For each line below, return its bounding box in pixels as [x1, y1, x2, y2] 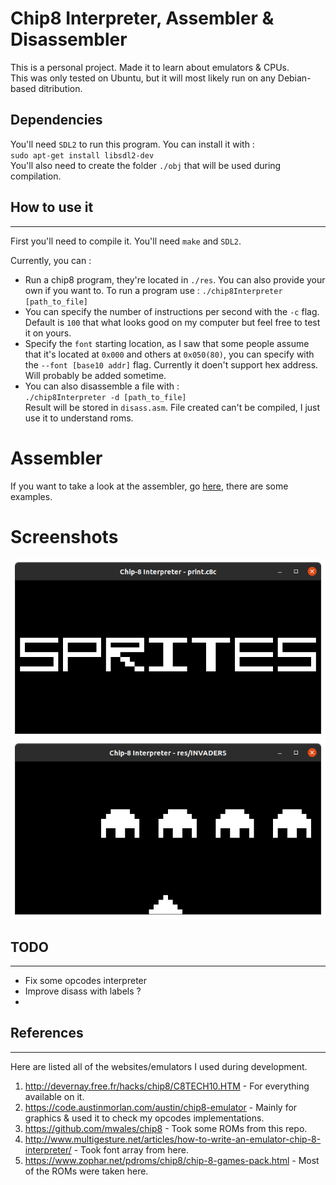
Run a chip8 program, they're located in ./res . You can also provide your [24, 273, 326, 286]
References [10, 1025, 84, 1042]
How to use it [10, 199, 94, 216]
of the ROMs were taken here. [24, 1165, 149, 1177]
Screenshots [10, 525, 119, 548]
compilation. [10, 170, 62, 182]
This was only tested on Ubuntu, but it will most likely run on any [10, 72, 276, 84]
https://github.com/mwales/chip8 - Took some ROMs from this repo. [24, 1122, 308, 1134]
